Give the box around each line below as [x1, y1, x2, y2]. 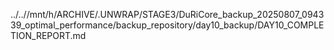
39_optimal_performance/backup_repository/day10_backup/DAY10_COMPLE [10, 19, 325, 31]
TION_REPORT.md [10, 30, 87, 41]
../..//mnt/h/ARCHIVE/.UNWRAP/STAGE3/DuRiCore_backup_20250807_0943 [10, 9, 325, 20]
